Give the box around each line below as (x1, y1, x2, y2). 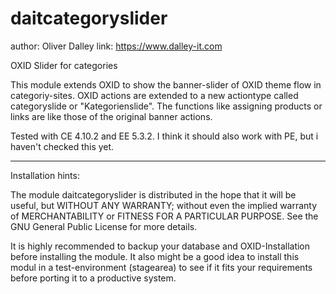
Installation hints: (10, 169, 80, 181)
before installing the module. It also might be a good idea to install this (10, 250, 300, 262)
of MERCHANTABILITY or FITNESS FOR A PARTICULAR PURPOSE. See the (10, 210, 319, 222)
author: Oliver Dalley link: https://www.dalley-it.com (10, 40, 223, 52)
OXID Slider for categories (10, 59, 118, 71)
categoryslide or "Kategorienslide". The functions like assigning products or (10, 100, 323, 112)
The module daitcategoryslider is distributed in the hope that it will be (10, 188, 297, 201)
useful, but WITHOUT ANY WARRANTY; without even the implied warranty (10, 199, 318, 211)
